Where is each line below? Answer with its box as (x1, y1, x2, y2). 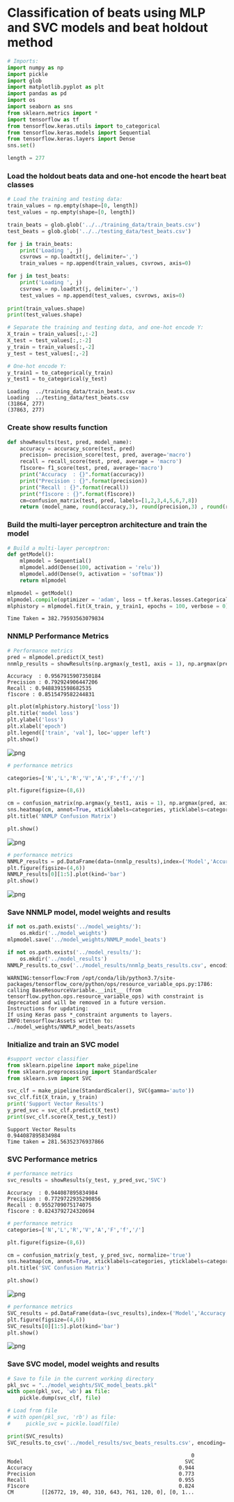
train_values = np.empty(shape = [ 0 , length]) (7, 203, 139, 209)
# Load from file (7, 1407, 58, 1415)
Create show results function (7, 422, 108, 432)
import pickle (7, 71, 49, 78)
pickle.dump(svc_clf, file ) (19, 1394, 101, 1401)
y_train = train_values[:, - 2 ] (7, 344, 95, 351)
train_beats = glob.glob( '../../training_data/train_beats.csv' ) (7, 221, 201, 228)
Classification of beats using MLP (7, 5, 206, 21)
